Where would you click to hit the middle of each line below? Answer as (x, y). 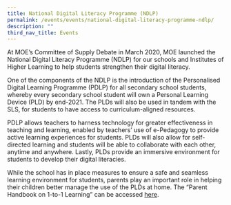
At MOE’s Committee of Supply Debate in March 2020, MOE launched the (111, 52)
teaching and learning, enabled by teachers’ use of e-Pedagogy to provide (113, 130)
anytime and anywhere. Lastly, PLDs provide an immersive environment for (113, 152)
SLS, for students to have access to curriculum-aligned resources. (101, 109)
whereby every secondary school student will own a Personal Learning (108, 95)
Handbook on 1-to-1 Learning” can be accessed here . (83, 195)
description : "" (30, 26)
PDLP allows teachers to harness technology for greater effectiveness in (110, 123)
